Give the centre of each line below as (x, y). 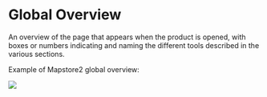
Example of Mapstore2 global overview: (74, 69)
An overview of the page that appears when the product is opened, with (127, 37)
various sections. (37, 54)
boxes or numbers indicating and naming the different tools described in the (134, 45)
